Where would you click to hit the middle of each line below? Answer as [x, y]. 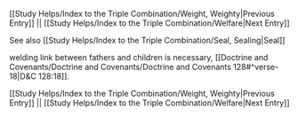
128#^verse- [256, 67]
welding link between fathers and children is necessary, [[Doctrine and [139, 57]
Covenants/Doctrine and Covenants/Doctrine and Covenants [120, 67]
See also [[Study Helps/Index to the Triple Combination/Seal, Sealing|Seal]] [147, 40]
